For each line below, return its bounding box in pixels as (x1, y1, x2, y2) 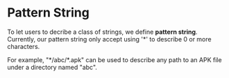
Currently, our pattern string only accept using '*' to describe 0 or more (7, 35, 212, 43)
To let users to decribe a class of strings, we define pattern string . (7, 28, 198, 36)
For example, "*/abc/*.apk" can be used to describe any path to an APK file (7, 55, 222, 64)
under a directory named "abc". (7, 63, 97, 71)
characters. (7, 42, 40, 50)
